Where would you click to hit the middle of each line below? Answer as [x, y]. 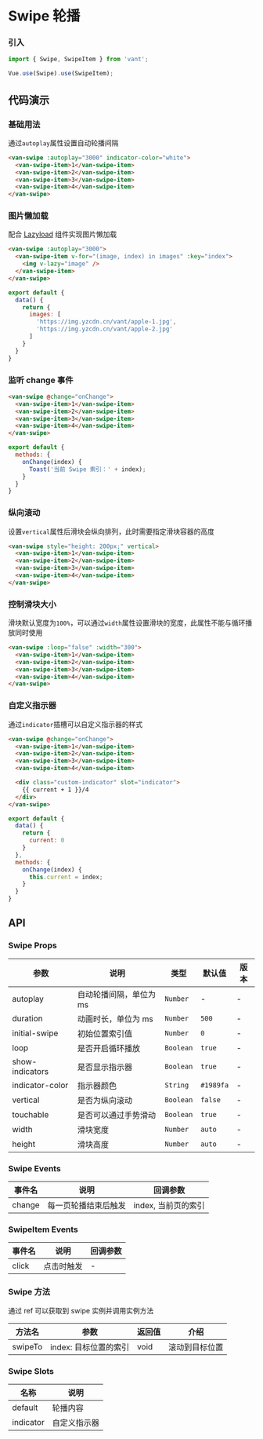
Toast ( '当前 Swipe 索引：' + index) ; [87, 469]
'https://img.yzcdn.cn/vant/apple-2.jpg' [105, 329]
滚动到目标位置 [196, 1347]
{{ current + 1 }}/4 [56, 790]
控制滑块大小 [32, 604]
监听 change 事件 [41, 380]
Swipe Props [32, 945]
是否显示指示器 [105, 1067]
